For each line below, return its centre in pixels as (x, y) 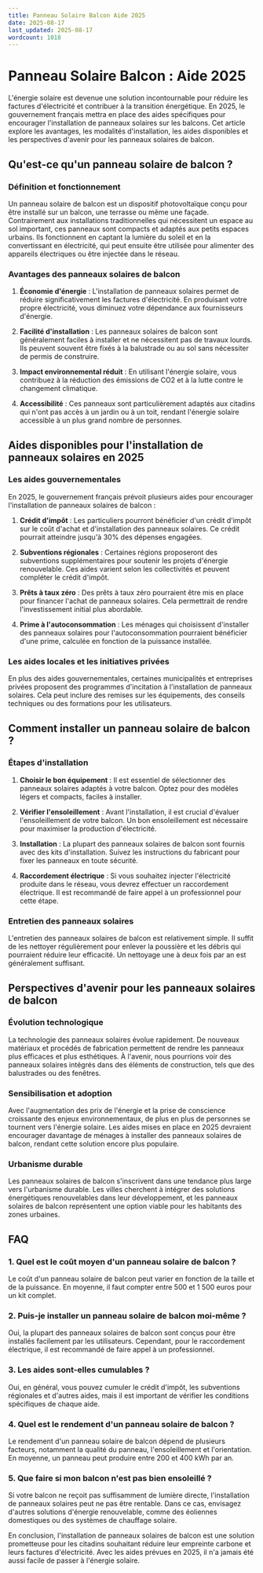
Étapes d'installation (48, 763)
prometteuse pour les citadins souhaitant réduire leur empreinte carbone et (130, 1544)
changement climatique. (58, 389)
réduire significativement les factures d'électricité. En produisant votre (133, 300)
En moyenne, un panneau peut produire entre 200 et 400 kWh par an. (121, 1458)
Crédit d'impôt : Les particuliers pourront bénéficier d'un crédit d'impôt (135, 520)
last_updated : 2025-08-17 (50, 30)
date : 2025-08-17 (37, 23)
